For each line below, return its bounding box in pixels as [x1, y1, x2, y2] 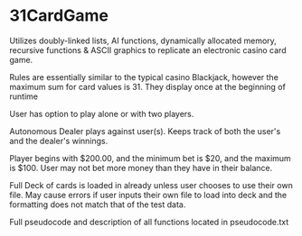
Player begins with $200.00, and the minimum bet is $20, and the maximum [9, 152, 291, 163]
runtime [9, 91, 39, 102]
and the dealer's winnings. [9, 135, 109, 146]
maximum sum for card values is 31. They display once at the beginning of [9, 81, 287, 92]
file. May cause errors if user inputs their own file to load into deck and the [9, 189, 288, 200]
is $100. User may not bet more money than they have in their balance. [9, 162, 273, 173]
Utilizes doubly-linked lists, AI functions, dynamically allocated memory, [9, 35, 278, 46]
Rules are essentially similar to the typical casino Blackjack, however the [9, 71, 278, 82]
